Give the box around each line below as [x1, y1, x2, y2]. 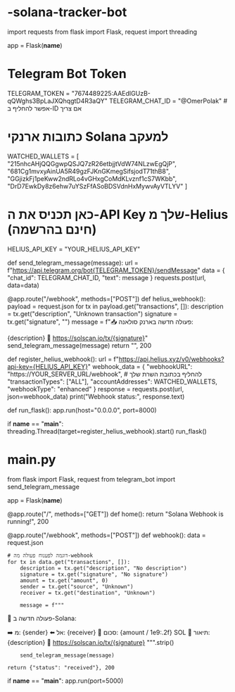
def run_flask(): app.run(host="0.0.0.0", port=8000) [7, 405, 157, 414]
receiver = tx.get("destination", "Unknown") [20, 589, 156, 596]
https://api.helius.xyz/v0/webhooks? [118, 355, 224, 363]
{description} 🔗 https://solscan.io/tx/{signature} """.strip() [7, 638, 174, 646]
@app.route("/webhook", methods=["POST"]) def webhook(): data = [7, 531, 206, 539]
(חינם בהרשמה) [7, 222, 97, 237]
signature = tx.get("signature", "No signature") [20, 571, 169, 578]
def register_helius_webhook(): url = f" [7, 355, 120, 363]
